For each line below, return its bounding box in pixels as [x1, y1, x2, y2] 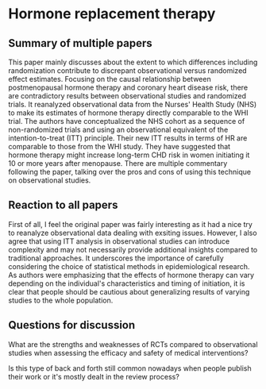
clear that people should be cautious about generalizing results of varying [8, 287, 250, 296]
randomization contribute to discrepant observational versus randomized [8, 66, 248, 75]
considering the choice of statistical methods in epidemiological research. [8, 261, 250, 271]
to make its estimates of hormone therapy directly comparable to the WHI [8, 108, 249, 117]
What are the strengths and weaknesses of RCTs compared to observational [8, 339, 258, 349]
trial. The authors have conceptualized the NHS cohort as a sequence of [8, 117, 245, 125]
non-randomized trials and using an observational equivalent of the [8, 125, 229, 134]
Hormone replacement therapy [8, 5, 216, 23]
